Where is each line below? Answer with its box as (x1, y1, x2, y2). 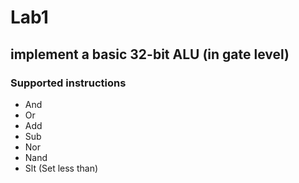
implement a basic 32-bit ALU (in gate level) (10, 46, 290, 63)
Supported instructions (10, 76, 127, 90)
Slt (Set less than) (24, 162, 99, 174)
